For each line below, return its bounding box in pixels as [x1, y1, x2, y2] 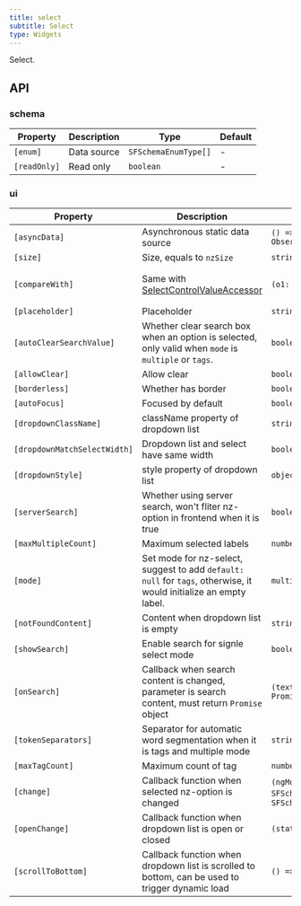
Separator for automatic [142, 723, 243, 735]
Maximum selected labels [142, 538, 249, 550]
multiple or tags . [142, 354, 213, 366]
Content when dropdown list [142, 611, 262, 624]
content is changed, [142, 674, 226, 687]
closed [142, 834, 170, 847]
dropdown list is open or [142, 822, 245, 835]
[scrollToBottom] [13, 866, 88, 876]
